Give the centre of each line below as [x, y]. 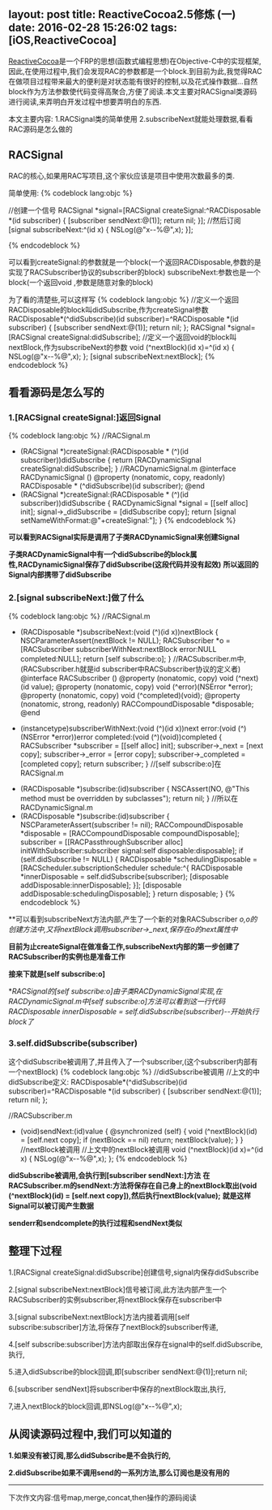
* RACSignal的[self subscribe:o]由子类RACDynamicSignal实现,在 [115, 991]
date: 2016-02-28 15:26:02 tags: [93, 28]
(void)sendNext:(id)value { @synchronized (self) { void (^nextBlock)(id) [138, 1131]
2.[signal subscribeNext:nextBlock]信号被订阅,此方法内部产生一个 [117, 1289]
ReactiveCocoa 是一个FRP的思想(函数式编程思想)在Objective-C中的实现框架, [135, 61]
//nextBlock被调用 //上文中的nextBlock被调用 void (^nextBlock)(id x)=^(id [141, 1149]
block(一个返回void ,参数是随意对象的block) [81, 282]
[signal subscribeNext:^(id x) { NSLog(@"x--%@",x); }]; [101, 229]
